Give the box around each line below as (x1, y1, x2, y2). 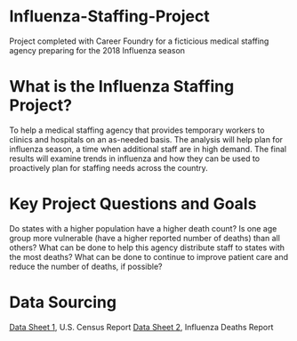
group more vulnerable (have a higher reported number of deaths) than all (9, 232, 280, 243)
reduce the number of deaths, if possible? (9, 261, 163, 272)
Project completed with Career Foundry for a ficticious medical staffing (9, 36, 269, 46)
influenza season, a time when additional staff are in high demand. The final (9, 143, 287, 154)
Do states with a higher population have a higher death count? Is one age (9, 223, 277, 233)
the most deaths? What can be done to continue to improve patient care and (9, 251, 289, 262)
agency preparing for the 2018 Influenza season (9, 45, 185, 55)
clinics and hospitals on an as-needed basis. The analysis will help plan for (9, 134, 283, 144)
